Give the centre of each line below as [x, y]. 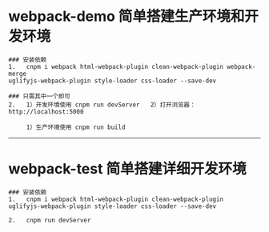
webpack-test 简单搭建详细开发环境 [127, 169]
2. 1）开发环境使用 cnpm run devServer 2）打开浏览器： [102, 105]
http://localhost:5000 [46, 112]
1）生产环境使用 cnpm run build [76, 127]
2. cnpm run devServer [50, 220]
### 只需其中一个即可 [39, 96]
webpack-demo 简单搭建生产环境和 [126, 16]
